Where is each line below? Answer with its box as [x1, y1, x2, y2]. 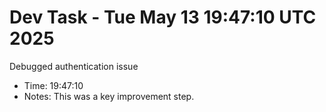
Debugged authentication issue [9, 60, 139, 72]
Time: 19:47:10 [23, 79, 84, 91]
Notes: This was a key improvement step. [23, 90, 195, 102]
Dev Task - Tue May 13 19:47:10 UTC [9, 6, 317, 29]
